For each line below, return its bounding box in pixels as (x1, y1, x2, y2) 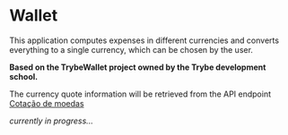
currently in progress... (9, 115, 94, 126)
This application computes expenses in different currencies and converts (9, 35, 280, 46)
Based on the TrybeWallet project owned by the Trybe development (9, 62, 266, 72)
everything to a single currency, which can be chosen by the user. (9, 44, 254, 55)
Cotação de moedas (9, 97, 84, 108)
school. (9, 71, 39, 81)
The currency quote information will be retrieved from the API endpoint (9, 89, 272, 99)
